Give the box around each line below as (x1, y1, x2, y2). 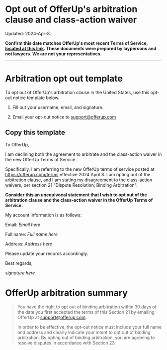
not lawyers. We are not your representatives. (5, 51, 102, 57)
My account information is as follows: (5, 212, 82, 218)
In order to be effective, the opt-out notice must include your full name (17, 324, 162, 330)
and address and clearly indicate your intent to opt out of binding (17, 329, 151, 335)
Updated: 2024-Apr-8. (5, 30, 51, 36)
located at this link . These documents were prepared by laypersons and (5, 45, 157, 51)
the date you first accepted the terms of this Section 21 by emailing (17, 309, 155, 315)
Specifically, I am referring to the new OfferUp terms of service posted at (5, 166, 155, 172)
